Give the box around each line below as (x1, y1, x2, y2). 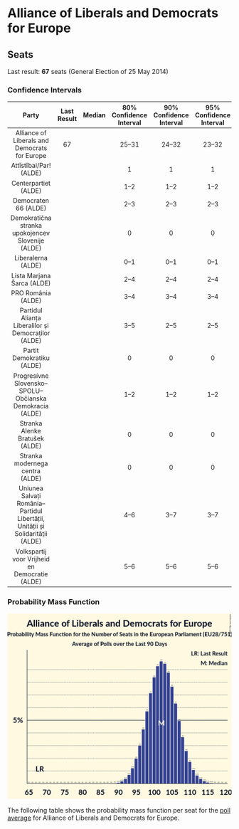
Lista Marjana (11, 271, 51, 280)
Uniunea (18, 484, 44, 492)
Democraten (13, 196, 50, 204)
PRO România (11, 288, 51, 297)
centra (21, 467, 41, 475)
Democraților (11, 329, 51, 337)
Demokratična (10, 213, 52, 222)
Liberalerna (14, 254, 48, 263)
